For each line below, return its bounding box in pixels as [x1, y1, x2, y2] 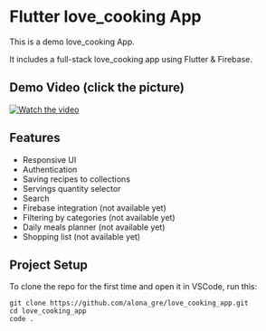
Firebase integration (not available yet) [22, 202, 167, 213]
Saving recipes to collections [22, 174, 131, 184]
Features [9, 130, 61, 146]
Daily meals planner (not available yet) [22, 222, 166, 232]
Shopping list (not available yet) [22, 231, 141, 241]
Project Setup [9, 257, 89, 272]
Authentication [22, 164, 78, 175]
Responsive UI [22, 154, 77, 165]
